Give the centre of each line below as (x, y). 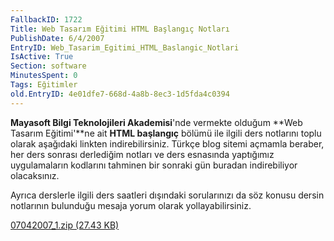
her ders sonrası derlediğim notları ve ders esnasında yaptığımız (142, 154)
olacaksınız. (35, 175)
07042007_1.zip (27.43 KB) (65, 225)
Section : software (48, 66)
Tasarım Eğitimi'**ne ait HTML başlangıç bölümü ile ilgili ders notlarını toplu (166, 133)
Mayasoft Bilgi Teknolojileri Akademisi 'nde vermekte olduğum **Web (156, 122)
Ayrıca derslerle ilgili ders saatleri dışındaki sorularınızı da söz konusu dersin (167, 195)
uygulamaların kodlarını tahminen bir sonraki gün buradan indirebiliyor (154, 165)
